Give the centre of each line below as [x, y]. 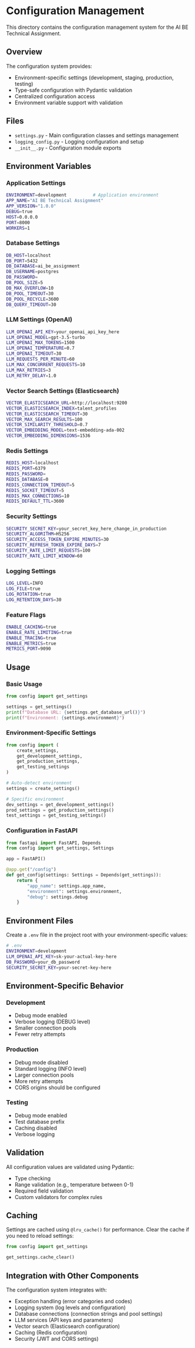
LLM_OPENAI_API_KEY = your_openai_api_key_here [63, 332]
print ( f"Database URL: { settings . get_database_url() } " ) [76, 712]
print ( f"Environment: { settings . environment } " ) [65, 718]
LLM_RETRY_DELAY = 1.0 [31, 376]
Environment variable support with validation [69, 102]
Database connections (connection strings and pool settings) [88, 1314]
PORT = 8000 [18, 223]
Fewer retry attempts [40, 1034]
